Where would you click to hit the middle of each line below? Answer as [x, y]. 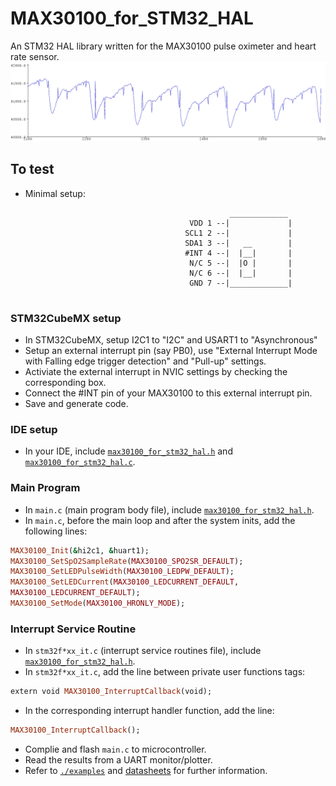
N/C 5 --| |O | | [241, 263]
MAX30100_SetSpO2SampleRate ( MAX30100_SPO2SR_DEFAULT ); [127, 561]
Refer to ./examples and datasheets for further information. [146, 770]
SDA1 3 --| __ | [238, 243]
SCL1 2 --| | [238, 233]
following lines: [56, 531]
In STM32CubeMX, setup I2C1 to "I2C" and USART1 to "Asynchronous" [171, 340]
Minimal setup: [55, 193]
